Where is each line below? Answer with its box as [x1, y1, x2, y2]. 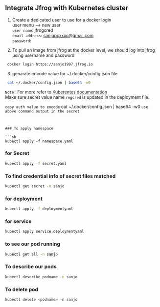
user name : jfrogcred [12, 27, 53, 33]
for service [5, 218, 32, 224]
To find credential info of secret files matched [5, 173, 116, 179]
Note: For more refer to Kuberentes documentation [5, 89, 108, 95]
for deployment [5, 195, 43, 202]
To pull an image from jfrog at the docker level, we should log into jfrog [12, 47, 155, 53]
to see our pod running [5, 241, 60, 247]
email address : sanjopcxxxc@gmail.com [12, 32, 94, 38]
